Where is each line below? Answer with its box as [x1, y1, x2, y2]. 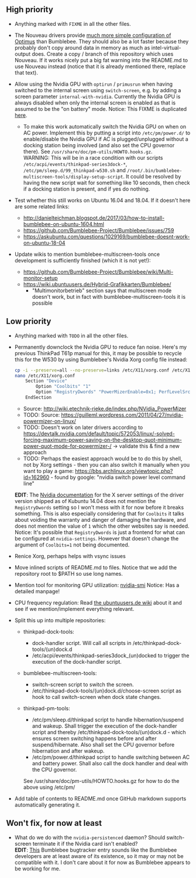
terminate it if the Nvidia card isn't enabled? [32, 840, 138, 847]
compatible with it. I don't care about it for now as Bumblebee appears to [14, 859, 191, 866]
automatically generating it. [14, 801, 81, 808]
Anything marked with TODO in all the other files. [14, 332, 129, 339]
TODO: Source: [23, 411, 60, 418]
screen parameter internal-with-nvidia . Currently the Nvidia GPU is [14, 93, 181, 100]
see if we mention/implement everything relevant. [14, 605, 135, 612]
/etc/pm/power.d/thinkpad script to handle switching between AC [32, 754, 190, 761]
